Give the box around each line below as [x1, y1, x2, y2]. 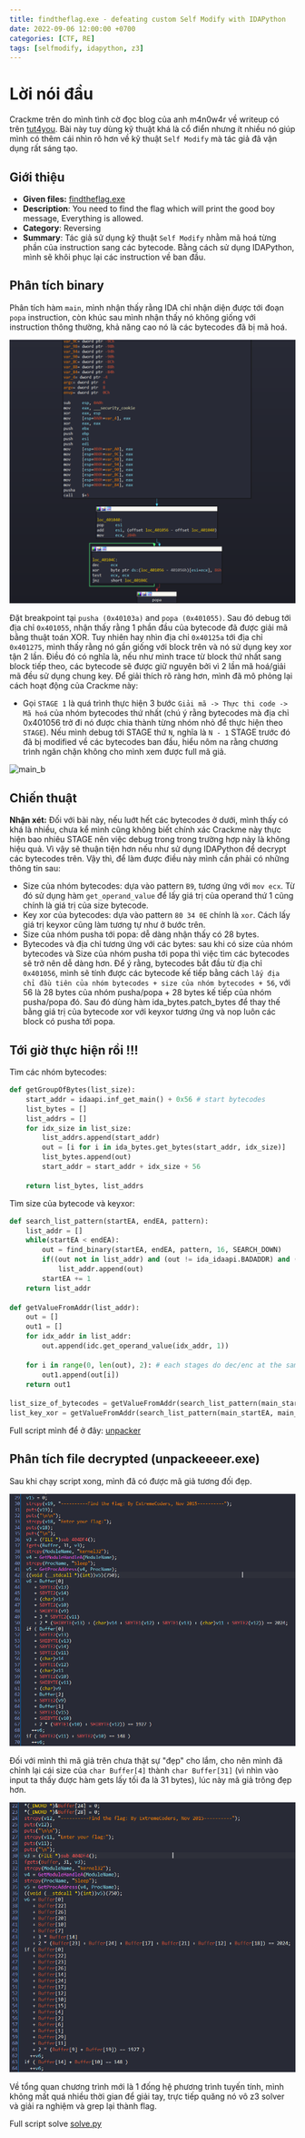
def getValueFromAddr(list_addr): [9, 1303, 141, 1312]
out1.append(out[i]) [42, 1370, 120, 1380]
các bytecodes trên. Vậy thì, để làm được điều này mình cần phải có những [9, 853, 290, 864]
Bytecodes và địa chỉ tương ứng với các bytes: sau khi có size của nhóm [22, 939, 293, 950]
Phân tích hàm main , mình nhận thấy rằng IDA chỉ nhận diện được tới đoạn [9, 301, 284, 313]
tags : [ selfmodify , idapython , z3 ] [9, 44, 144, 53]
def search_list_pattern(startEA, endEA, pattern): [9, 1217, 209, 1226]
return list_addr [25, 1284, 92, 1293]
